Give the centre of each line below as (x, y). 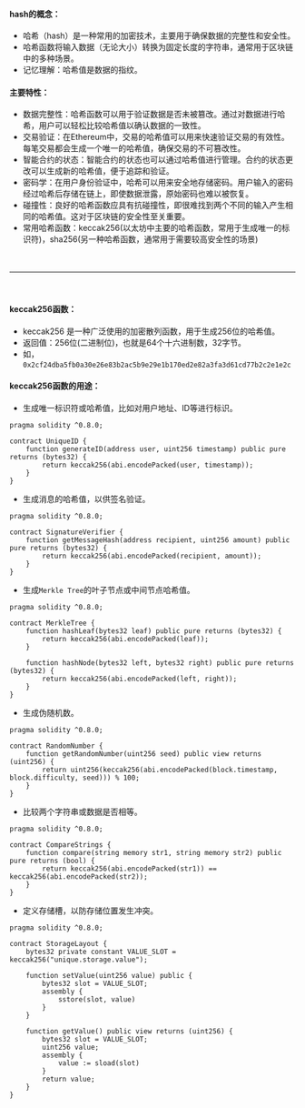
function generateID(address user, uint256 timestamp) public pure (156, 449)
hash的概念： (35, 14)
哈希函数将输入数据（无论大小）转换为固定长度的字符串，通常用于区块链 (157, 47)
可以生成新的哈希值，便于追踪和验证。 (102, 171)
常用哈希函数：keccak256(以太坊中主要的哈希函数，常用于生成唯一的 (152, 228)
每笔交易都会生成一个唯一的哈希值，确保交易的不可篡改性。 (134, 148)
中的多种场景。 (50, 58)
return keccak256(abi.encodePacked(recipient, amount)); (152, 556)
